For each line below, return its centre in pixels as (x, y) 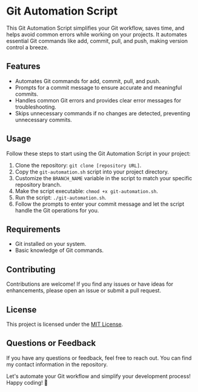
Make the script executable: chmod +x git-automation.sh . (87, 191)
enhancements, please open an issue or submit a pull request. (84, 291)
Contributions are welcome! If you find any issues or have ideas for (90, 284)
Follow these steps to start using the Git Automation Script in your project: (98, 154)
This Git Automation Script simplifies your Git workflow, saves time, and (95, 28)
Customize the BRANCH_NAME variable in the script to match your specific (104, 178)
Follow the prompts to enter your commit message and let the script (100, 204)
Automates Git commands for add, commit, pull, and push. (87, 81)
